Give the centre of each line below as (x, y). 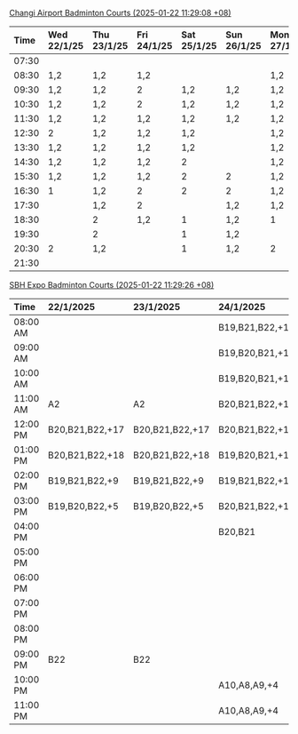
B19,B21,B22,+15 (257, 481)
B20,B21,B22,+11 (257, 506)
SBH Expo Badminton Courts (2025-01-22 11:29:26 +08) (112, 285)
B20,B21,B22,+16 (257, 404)
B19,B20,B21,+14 (257, 455)
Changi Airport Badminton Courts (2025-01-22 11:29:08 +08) (121, 13)
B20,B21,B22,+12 (257, 430)
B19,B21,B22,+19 (257, 327)
